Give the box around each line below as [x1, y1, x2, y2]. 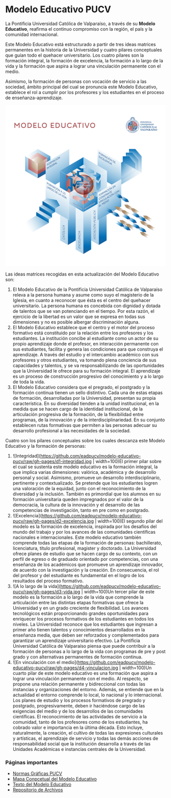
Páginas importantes [5, 759, 58, 766]
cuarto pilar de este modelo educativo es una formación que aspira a [12, 670, 158, 676]
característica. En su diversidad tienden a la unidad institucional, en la [12, 400, 159, 406]
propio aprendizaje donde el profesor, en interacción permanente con [12, 340, 159, 347]
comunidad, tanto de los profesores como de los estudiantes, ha [12, 719, 148, 725]
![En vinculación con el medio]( [12, 659, 78, 665]
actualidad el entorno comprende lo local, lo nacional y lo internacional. [12, 692, 163, 698]
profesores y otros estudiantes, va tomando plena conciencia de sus [12, 357, 157, 363]
